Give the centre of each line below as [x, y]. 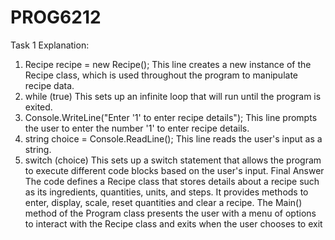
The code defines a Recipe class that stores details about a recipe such [172, 181]
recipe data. [49, 85]
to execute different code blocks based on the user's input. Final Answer [174, 170]
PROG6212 [56, 17]
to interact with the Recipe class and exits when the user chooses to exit [173, 223]
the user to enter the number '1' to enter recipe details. [137, 128]
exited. [38, 107]
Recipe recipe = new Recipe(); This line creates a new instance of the [168, 64]
